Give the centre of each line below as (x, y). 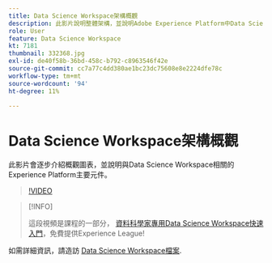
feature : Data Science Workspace (65, 38)
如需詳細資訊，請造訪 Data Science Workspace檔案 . (95, 251)
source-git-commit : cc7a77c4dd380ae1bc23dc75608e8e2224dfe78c (115, 69)
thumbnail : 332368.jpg (47, 53)
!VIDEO (40, 191)
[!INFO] (40, 206)
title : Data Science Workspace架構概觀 (73, 16)
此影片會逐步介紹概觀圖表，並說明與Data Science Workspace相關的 (121, 165)
